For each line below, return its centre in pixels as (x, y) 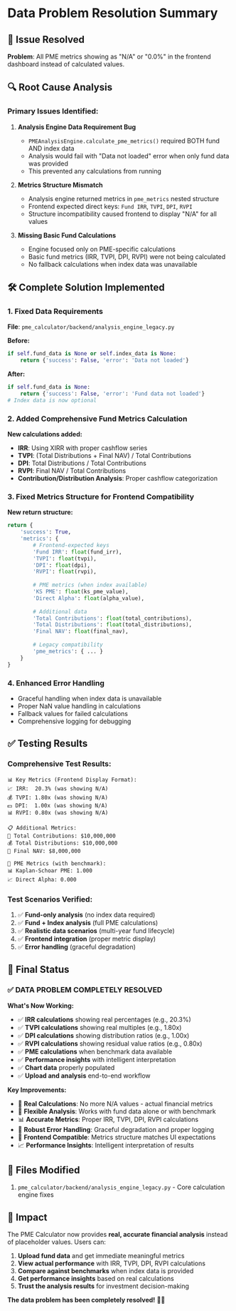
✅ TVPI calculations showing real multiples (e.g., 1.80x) (100, 1027)
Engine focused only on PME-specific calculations (102, 249)
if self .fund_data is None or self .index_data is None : (92, 354)
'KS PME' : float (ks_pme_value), (81, 592)
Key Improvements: (37, 1090)
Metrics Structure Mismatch (60, 185)
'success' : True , (46, 532)
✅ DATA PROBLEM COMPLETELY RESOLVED (85, 990)
